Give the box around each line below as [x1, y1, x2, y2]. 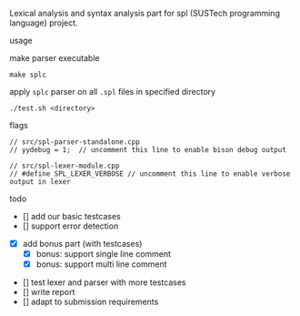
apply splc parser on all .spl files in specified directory [9, 87, 216, 97]
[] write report [22, 287, 75, 298]
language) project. [9, 17, 79, 28]
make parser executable [9, 53, 100, 63]
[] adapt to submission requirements [22, 296, 159, 308]
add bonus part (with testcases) [22, 239, 143, 249]
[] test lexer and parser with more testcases [22, 277, 186, 288]
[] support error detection [22, 220, 119, 231]
